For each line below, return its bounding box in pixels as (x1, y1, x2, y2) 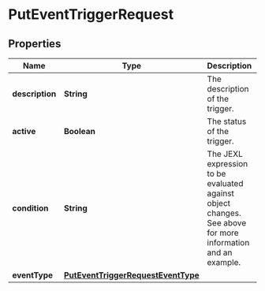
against (207, 188, 235, 199)
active (12, 126, 36, 136)
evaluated (207, 178, 244, 188)
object (207, 198, 231, 208)
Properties (8, 37, 62, 50)
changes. (207, 207, 242, 218)
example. (207, 257, 241, 267)
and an (207, 247, 233, 258)
